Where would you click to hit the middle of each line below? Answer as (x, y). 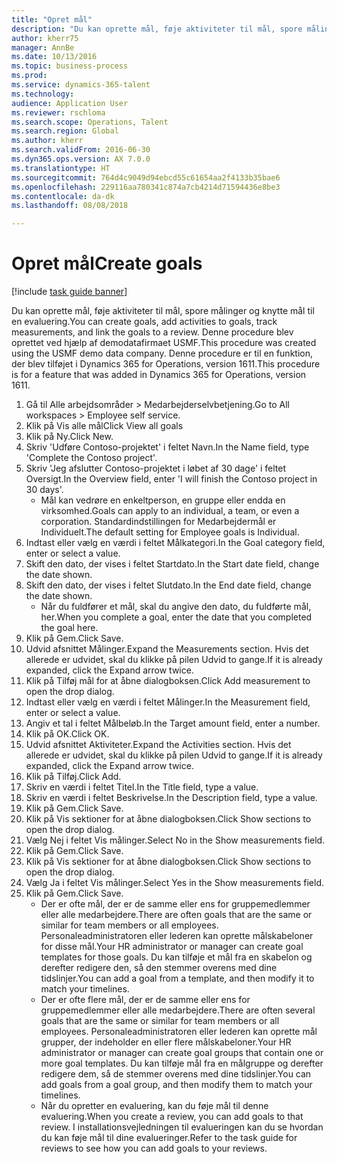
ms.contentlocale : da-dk (63, 196)
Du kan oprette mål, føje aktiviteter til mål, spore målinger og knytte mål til (163, 311)
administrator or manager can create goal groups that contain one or (182, 1053)
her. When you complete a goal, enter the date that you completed (176, 617)
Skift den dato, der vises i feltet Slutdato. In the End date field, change (168, 585)
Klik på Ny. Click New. (69, 437)
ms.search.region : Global (65, 131)
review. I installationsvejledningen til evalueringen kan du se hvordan (182, 1127)
